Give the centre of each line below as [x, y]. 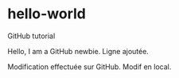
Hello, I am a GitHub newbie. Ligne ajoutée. [78, 51]
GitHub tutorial [31, 36]
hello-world [47, 14]
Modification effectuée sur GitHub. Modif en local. [89, 66]
